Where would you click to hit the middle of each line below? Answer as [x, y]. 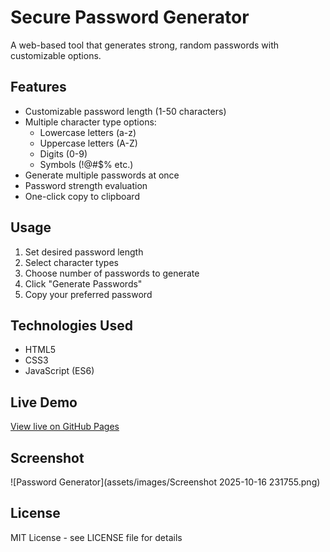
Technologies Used [71, 325]
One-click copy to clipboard [82, 196]
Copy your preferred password [88, 294]
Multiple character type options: [90, 122]
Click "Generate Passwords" [83, 283]
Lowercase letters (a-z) [88, 132]
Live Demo [44, 402]
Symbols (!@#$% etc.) [86, 164]
